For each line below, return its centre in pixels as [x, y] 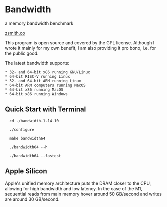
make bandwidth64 [28, 138]
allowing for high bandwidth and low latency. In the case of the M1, [74, 188]
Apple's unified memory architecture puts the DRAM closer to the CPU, [78, 183]
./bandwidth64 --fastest [35, 156]
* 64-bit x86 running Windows [37, 94]
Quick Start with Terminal [46, 110]
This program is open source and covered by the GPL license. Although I [80, 42]
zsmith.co [15, 33]
